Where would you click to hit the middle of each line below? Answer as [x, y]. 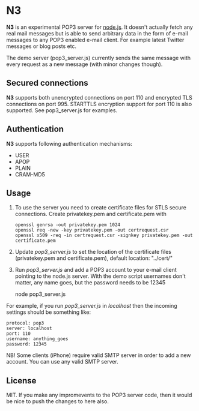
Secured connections [47, 83]
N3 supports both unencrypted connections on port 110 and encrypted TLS [99, 97]
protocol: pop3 [25, 323]
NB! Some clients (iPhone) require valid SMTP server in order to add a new [99, 355]
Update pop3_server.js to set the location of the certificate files [93, 252]
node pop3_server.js [40, 294]
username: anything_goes [37, 339]
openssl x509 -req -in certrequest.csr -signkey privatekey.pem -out [104, 235]
